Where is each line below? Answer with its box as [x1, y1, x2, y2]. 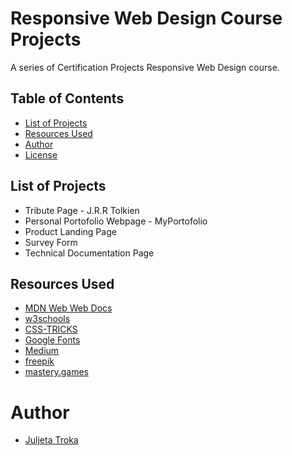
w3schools [24, 313, 71, 325]
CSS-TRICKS [24, 323, 78, 336]
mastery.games [24, 366, 89, 378]
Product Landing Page [24, 225, 117, 237]
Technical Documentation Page [24, 247, 155, 259]
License [24, 148, 58, 161]
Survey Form [24, 236, 78, 248]
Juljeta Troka [24, 434, 79, 446]
